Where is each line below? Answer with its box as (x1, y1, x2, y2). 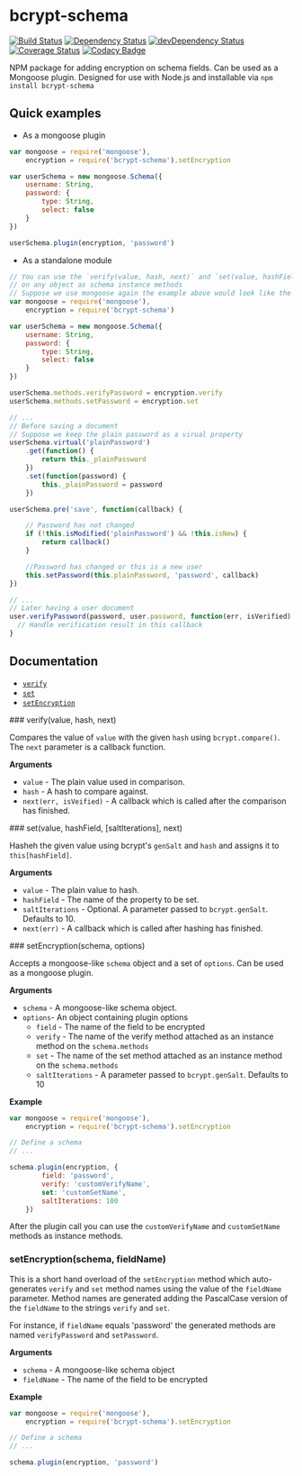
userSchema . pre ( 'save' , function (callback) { (9, 505, 182, 514)
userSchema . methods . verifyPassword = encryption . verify (9, 388, 223, 397)
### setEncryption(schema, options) (9, 940, 146, 951)
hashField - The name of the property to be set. (22, 894, 200, 905)
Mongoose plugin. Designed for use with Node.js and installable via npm (9, 71, 273, 82)
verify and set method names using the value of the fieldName (49, 1283, 282, 1294)
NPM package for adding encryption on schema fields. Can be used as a (9, 62, 279, 73)
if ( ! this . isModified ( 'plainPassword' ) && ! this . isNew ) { (25, 529, 247, 539)
